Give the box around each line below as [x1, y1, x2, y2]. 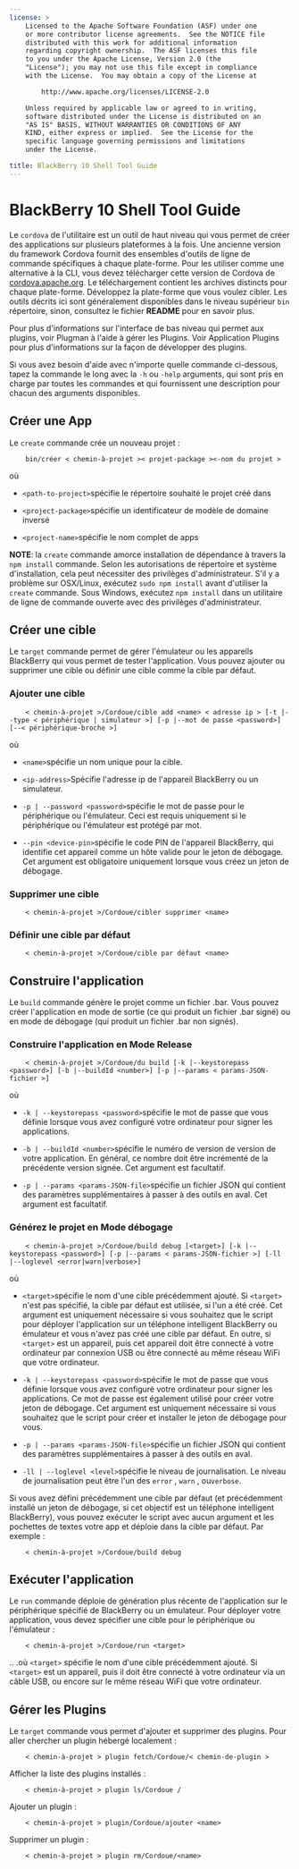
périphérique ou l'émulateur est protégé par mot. [21, 819, 203, 830]
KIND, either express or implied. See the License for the [25, 129, 253, 138]
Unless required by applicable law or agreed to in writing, [25, 104, 257, 113]
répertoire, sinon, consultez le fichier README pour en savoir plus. [9, 305, 255, 316]
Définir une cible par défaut [9, 928, 131, 941]
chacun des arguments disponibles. [9, 387, 141, 398]
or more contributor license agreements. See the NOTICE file [25, 30, 266, 38]
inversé [21, 514, 50, 525]
